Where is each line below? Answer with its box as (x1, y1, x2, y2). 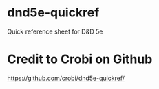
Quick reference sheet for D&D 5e (7, 27, 103, 36)
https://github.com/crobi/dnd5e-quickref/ (7, 74, 125, 82)
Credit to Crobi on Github (7, 51, 153, 67)
